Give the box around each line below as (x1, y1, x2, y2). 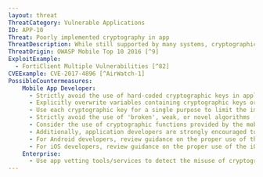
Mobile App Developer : (22, 84, 96, 92)
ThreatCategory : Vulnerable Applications (8, 19, 146, 27)
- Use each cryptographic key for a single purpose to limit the (28, 107, 247, 114)
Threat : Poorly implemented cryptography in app (8, 33, 170, 42)
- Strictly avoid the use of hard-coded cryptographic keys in (28, 92, 240, 99)
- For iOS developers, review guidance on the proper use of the (28, 143, 247, 150)
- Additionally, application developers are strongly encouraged (28, 128, 247, 135)
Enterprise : (22, 150, 61, 157)
